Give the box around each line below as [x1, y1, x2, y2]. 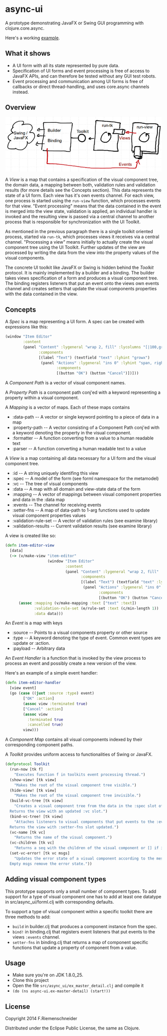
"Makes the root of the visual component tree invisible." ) [14, 793, 141, 798]
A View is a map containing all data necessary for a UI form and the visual [5, 455, 156, 461]
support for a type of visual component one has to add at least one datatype [5, 893, 162, 899]
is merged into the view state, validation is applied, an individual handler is [5, 208, 158, 214]
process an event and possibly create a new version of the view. [5, 660, 137, 667]
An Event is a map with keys [5, 620, 63, 626]
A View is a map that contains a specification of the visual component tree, [5, 176, 159, 182]
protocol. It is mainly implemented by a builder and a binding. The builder [5, 270, 155, 276]
